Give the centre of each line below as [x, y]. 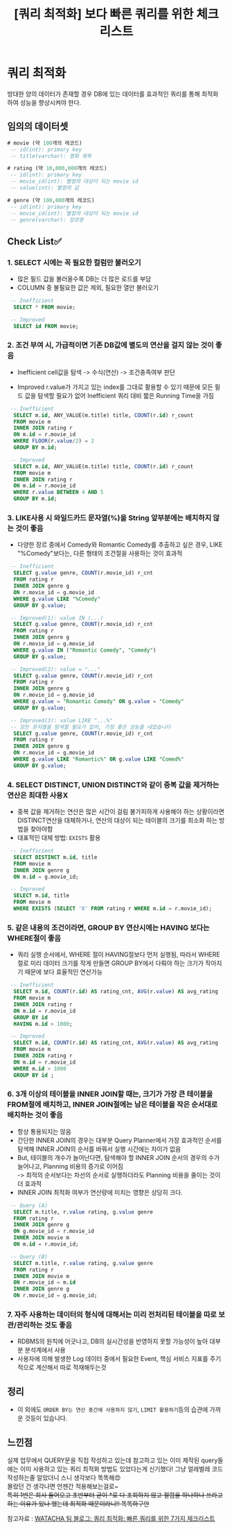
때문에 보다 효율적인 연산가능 [63, 972]
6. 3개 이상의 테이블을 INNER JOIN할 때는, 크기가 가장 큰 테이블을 [110, 1094]
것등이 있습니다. [46, 1419]
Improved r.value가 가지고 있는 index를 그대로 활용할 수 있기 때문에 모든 [115, 387]
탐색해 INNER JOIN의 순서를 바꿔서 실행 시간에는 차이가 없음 [99, 1149]
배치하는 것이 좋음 [35, 1115]
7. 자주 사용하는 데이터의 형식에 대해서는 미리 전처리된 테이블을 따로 [112, 1314]
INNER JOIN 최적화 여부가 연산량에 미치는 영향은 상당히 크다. [100, 1192]
